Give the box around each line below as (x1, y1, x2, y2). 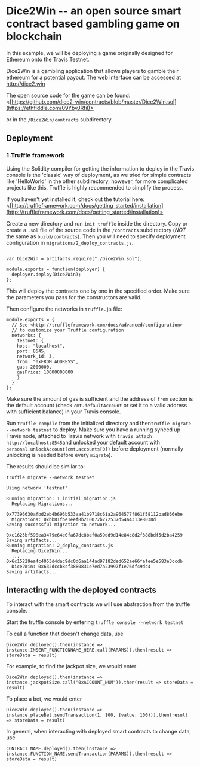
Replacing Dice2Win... (11, 547, 68, 554)
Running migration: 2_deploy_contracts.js (6, 543, 113, 549)
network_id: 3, (17, 353, 55, 360)
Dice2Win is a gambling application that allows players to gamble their (6, 67, 179, 74)
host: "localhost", (17, 343, 66, 349)
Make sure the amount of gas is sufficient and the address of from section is (6, 395, 193, 402)
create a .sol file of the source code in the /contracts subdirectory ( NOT (6, 226, 186, 233)
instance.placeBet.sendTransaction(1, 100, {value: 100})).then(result (6, 712, 188, 719)
